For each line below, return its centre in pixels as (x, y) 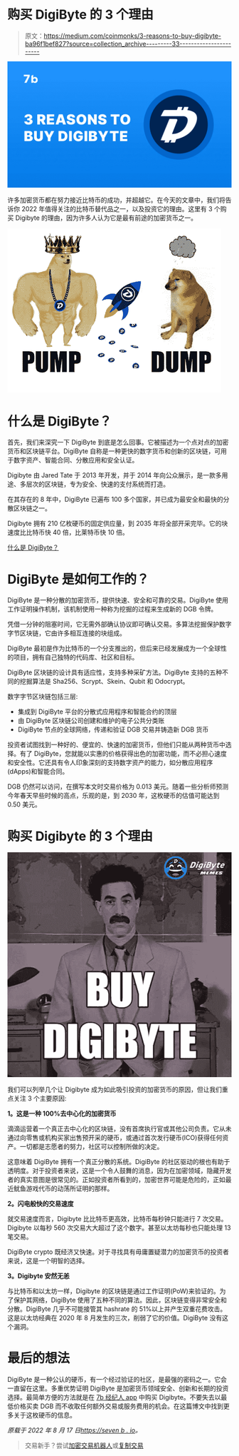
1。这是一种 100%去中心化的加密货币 (62, 1113)
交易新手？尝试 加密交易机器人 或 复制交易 (84, 1445)
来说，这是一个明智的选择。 (48, 1261)
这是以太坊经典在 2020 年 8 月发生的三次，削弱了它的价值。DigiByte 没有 (115, 1318)
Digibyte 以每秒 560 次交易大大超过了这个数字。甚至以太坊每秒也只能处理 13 (119, 1228)
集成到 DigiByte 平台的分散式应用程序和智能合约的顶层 (97, 712)
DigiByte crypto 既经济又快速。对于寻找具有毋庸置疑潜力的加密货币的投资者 (118, 1252)
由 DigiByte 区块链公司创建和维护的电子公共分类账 (91, 721)
